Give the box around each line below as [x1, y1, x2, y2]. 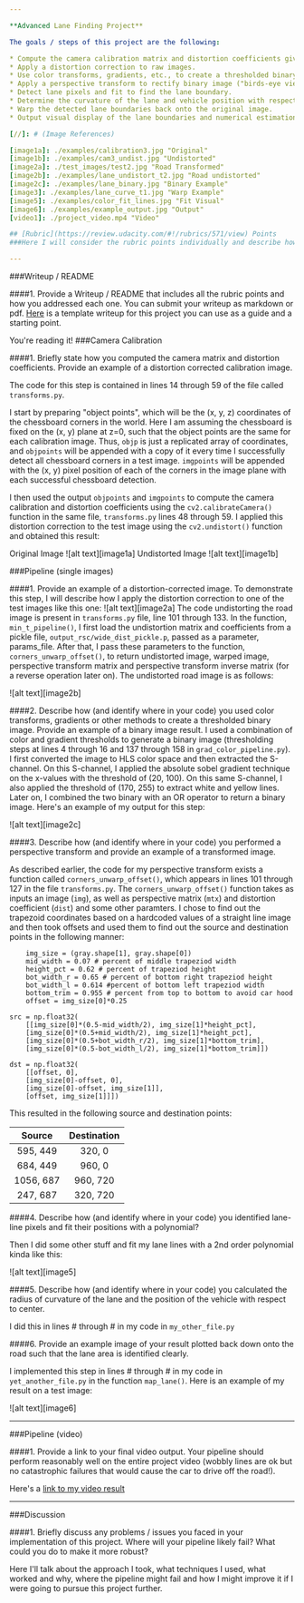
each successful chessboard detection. [9, 474, 157, 485]
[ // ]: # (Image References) [9, 129, 116, 139]
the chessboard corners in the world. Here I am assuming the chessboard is [9, 416, 292, 427]
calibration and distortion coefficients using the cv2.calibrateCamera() [9, 502, 273, 513]
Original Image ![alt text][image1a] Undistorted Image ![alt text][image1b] [9, 548, 279, 559]
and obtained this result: [9, 531, 100, 541]
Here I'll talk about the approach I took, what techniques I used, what [9, 1564, 266, 1574]
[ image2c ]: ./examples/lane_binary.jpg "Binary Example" [9, 180, 229, 189]
